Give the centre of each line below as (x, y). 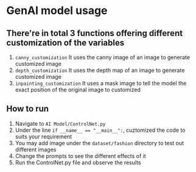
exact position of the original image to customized (78, 90)
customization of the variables (65, 42)
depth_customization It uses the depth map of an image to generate (100, 70)
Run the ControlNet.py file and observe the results (78, 162)
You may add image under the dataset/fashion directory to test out (100, 143)
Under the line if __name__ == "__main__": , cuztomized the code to (100, 130)
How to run (28, 109)
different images (36, 149)
